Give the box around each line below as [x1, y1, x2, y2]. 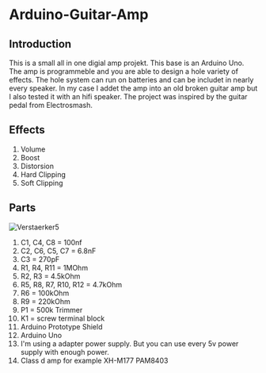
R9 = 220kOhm [20, 296, 70, 306]
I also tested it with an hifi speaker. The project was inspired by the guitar [9, 92, 248, 101]
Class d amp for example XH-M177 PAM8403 [20, 356, 169, 365]
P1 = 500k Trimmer [20, 305, 83, 314]
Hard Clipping [20, 169, 66, 179]
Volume [20, 144, 46, 154]
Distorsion [20, 161, 55, 171]
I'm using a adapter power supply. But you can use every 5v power [20, 339, 239, 348]
